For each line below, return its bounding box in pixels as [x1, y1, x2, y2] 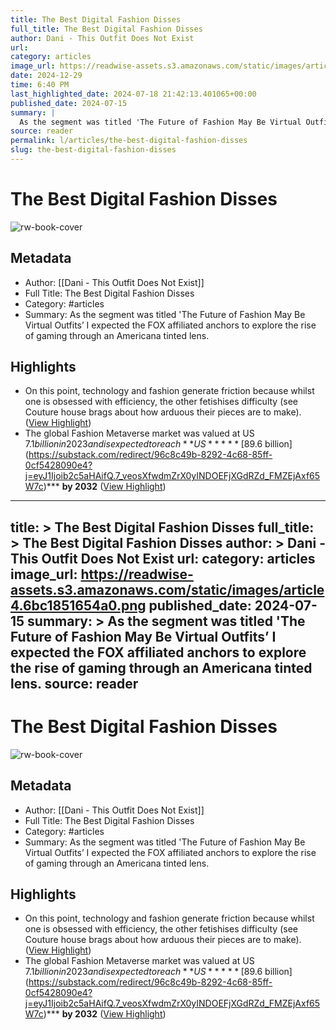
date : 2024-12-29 [10, 71, 83, 81]
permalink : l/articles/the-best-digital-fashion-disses [10, 136, 248, 146]
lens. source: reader [10, 675, 139, 692]
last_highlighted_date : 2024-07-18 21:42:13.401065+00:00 [10, 89, 257, 99]
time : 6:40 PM [10, 80, 70, 90]
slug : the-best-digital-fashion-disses [10, 145, 177, 155]
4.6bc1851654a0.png [10, 597, 147, 614]
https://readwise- [80, 566, 194, 583]
